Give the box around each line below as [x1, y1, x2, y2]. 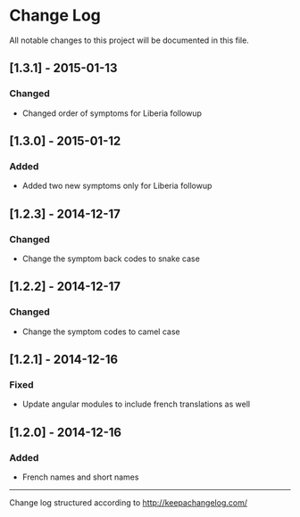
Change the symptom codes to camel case [21, 326, 180, 337]
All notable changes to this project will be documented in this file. [9, 35, 250, 45]
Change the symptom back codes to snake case [21, 253, 201, 264]
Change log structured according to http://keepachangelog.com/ [9, 497, 248, 508]
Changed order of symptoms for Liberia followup [21, 108, 203, 119]
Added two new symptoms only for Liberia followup [21, 180, 212, 192]
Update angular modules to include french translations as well [21, 398, 251, 410]
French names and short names [21, 472, 139, 482]
